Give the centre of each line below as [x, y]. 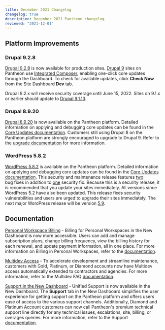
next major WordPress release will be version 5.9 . [55, 203]
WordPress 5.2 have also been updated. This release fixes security [73, 193]
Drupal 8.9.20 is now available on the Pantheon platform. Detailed [72, 122]
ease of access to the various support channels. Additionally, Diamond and [81, 302]
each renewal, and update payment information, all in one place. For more [80, 246]
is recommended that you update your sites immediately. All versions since [81, 187]
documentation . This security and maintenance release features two [74, 177]
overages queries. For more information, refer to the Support [66, 318]
